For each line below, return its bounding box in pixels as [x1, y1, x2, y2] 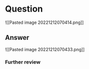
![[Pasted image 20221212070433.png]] [5, 46, 85, 52]
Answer [5, 34, 30, 42]
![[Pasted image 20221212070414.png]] [5, 19, 84, 25]
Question [5, 3, 43, 15]
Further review [5, 58, 41, 65]
